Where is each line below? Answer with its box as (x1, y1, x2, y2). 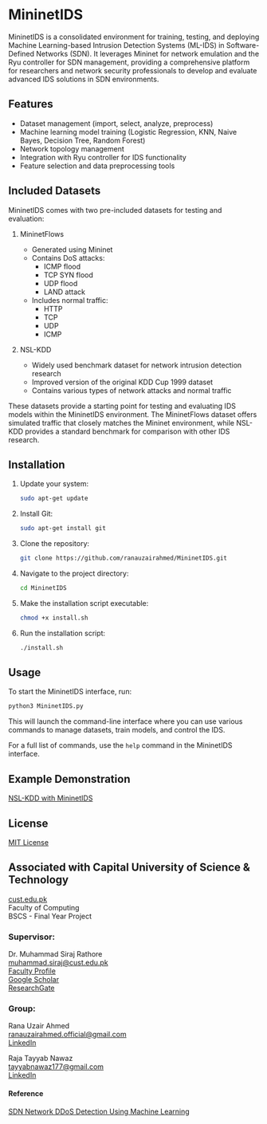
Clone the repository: (19, 539, 90, 548)
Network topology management (19, 143, 125, 153)
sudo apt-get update (19, 494, 88, 503)
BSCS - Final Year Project (8, 911, 92, 921)
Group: (8, 1003, 36, 1014)
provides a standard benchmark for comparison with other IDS (25, 426, 230, 436)
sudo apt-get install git (19, 525, 106, 533)
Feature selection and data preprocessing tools (19, 161, 175, 171)
